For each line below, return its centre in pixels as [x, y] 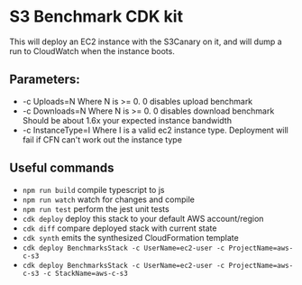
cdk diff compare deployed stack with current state [119, 228]
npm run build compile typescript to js [93, 189]
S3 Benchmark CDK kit [96, 17]
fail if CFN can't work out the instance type [102, 139]
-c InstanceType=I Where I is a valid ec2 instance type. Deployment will [155, 130]
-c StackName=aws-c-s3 [85, 273]
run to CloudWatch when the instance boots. [92, 51]
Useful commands [62, 168]
